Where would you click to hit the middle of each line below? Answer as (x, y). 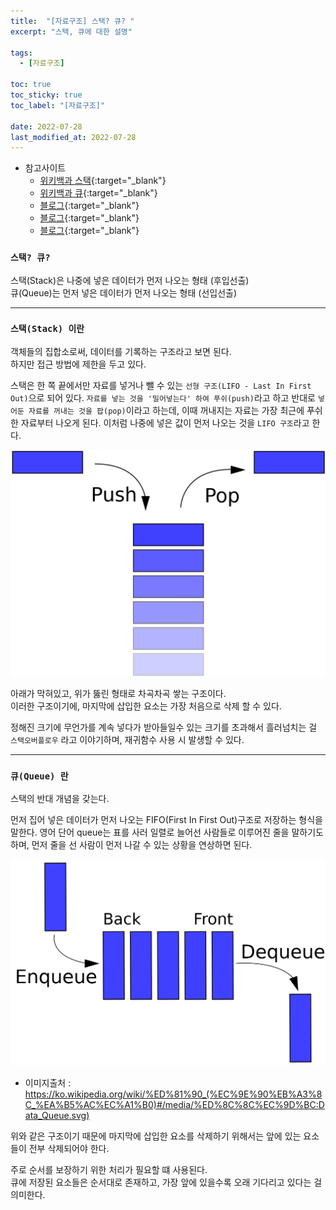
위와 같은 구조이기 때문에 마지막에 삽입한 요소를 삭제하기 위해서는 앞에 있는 (156, 1136)
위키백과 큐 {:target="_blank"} (98, 193)
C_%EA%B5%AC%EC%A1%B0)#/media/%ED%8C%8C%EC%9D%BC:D (174, 1104)
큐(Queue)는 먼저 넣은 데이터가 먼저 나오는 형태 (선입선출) (124, 292)
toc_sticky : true (46, 95)
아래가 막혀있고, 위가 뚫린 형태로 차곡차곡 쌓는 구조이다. (118, 694)
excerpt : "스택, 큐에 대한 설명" (71, 31)
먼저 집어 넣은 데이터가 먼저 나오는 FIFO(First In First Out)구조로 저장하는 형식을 (166, 820)
